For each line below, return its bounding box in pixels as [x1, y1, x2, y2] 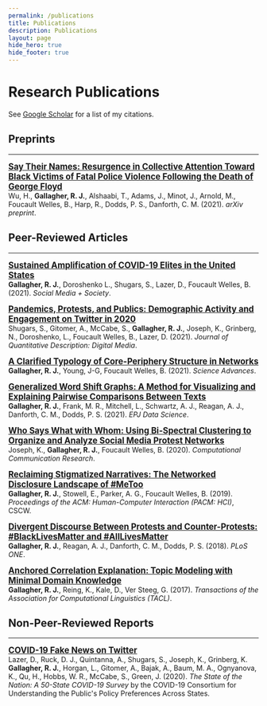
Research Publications [8, 83, 161, 101]
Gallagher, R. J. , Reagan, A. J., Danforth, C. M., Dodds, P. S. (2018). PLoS [8, 541, 248, 551]
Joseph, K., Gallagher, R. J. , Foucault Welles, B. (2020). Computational [8, 445, 241, 454]
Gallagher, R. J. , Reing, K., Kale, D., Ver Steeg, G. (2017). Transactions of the [8, 585, 259, 594]
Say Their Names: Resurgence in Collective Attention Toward [8, 161, 256, 172]
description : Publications [8, 26, 98, 34]
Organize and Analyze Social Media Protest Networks [8, 435, 225, 446]
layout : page [8, 33, 52, 42]
